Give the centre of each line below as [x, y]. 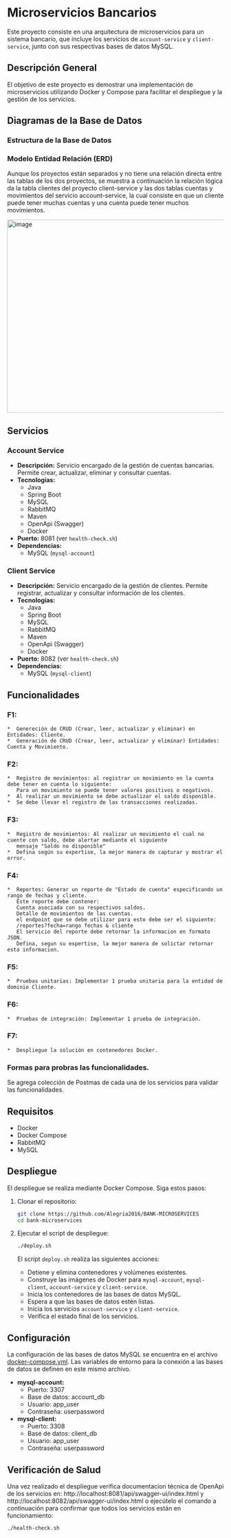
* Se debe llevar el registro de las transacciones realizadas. [102, 802]
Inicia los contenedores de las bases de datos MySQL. [104, 1295]
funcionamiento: [30, 1515]
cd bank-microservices [49, 1220]
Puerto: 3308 [46, 1426]
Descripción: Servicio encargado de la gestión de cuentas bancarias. [115, 465]
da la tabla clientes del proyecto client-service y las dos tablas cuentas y [110, 188]
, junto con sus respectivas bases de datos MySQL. [101, 46]
